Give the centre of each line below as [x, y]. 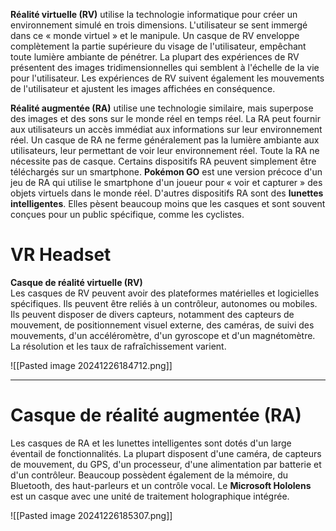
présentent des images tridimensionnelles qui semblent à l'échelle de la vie [165, 67]
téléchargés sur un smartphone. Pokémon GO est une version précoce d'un [166, 172]
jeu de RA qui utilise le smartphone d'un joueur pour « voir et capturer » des [166, 182]
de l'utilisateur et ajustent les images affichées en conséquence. [143, 88]
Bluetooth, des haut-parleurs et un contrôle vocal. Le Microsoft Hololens [161, 485]
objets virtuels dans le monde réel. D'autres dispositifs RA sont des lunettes [167, 193]
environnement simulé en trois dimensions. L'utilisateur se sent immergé [159, 25]
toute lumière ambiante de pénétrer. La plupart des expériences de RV [155, 57]
